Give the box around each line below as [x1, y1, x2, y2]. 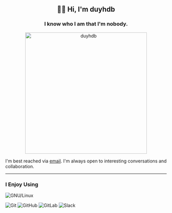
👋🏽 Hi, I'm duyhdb [57, 5, 115, 14]
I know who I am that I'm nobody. [44, 20, 128, 28]
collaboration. [5, 163, 34, 169]
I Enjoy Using [5, 181, 38, 188]
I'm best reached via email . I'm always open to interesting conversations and [5, 158, 167, 164]
